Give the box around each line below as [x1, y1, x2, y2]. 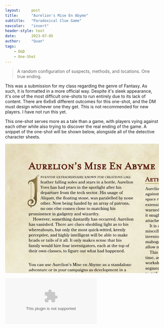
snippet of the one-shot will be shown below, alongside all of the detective [5, 128, 155, 134]
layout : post [5, 8, 41, 13]
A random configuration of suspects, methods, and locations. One [17, 68, 150, 74]
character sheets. [5, 134, 41, 140]
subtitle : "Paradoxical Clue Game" [5, 18, 82, 23]
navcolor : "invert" [5, 23, 49, 28]
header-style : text [5, 28, 45, 34]
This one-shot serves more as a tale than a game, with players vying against [5, 118, 159, 124]
